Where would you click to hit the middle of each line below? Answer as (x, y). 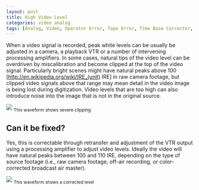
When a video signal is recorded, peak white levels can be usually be (91, 45)
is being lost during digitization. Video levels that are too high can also (92, 89)
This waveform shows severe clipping (52, 110)
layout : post (22, 12)
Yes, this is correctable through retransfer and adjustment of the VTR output (99, 142)
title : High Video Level (37, 17)
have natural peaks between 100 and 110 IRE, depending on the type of (93, 155)
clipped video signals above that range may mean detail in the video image (98, 83)
